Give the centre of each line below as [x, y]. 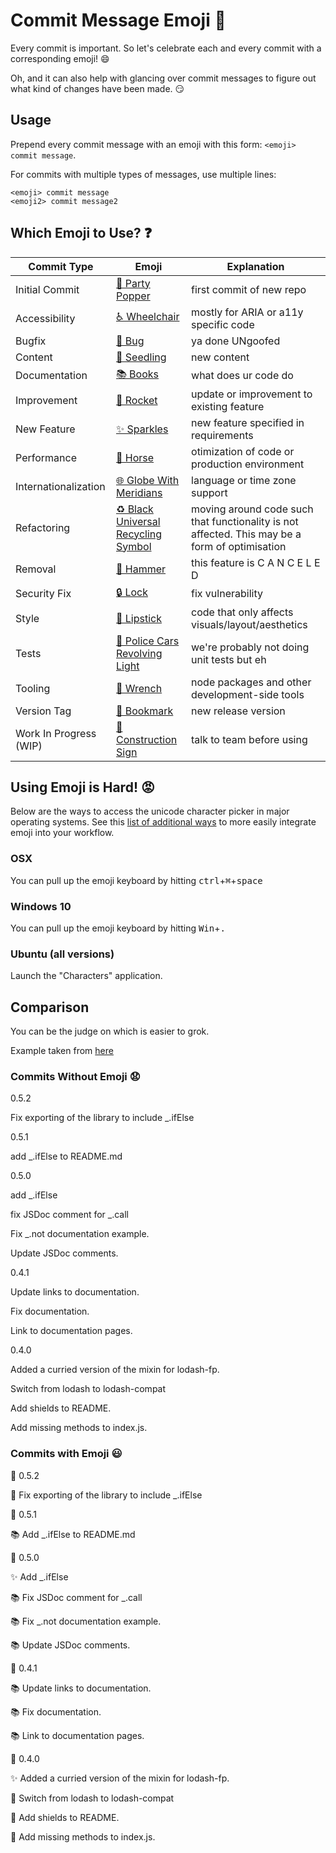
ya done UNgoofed [236, 341]
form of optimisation [239, 546]
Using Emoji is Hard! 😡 [82, 787]
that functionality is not [245, 521]
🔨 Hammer [141, 569]
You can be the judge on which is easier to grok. [110, 1031]
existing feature [228, 406]
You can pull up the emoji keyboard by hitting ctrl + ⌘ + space [136, 880]
